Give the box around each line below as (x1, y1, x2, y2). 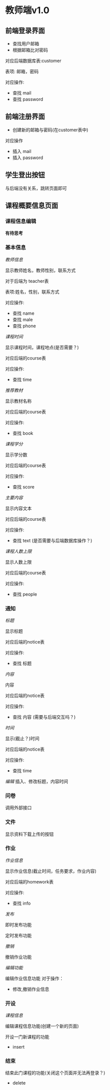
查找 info (12, 900, 31, 906)
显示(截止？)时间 (5, 735, 40, 741)
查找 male (12, 316, 33, 322)
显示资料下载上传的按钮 (5, 831, 54, 837)
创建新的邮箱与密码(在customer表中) (12, 127, 89, 133)
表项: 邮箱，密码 (5, 69, 39, 74)
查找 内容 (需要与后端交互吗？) (12, 714, 76, 720)
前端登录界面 (5, 26, 45, 35)
